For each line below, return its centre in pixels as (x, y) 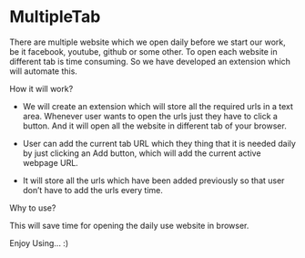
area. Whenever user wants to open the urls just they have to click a (150, 116)
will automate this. (43, 71)
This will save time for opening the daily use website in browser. (129, 225)
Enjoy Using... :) (39, 243)
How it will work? (41, 88)
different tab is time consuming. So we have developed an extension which (150, 61)
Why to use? (33, 208)
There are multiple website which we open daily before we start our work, (148, 42)
